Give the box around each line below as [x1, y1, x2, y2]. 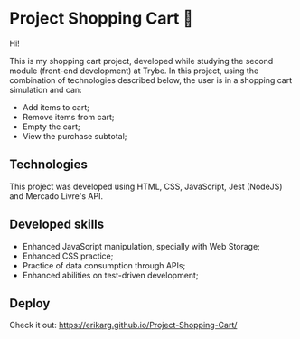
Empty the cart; [22, 121, 80, 132]
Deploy [9, 296, 51, 311]
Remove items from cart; [22, 111, 115, 122]
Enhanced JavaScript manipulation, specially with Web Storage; [22, 240, 260, 251]
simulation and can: [9, 84, 83, 95]
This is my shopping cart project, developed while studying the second [9, 55, 274, 66]
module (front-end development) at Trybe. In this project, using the [9, 65, 259, 76]
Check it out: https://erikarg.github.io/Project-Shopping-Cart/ [9, 320, 238, 331]
